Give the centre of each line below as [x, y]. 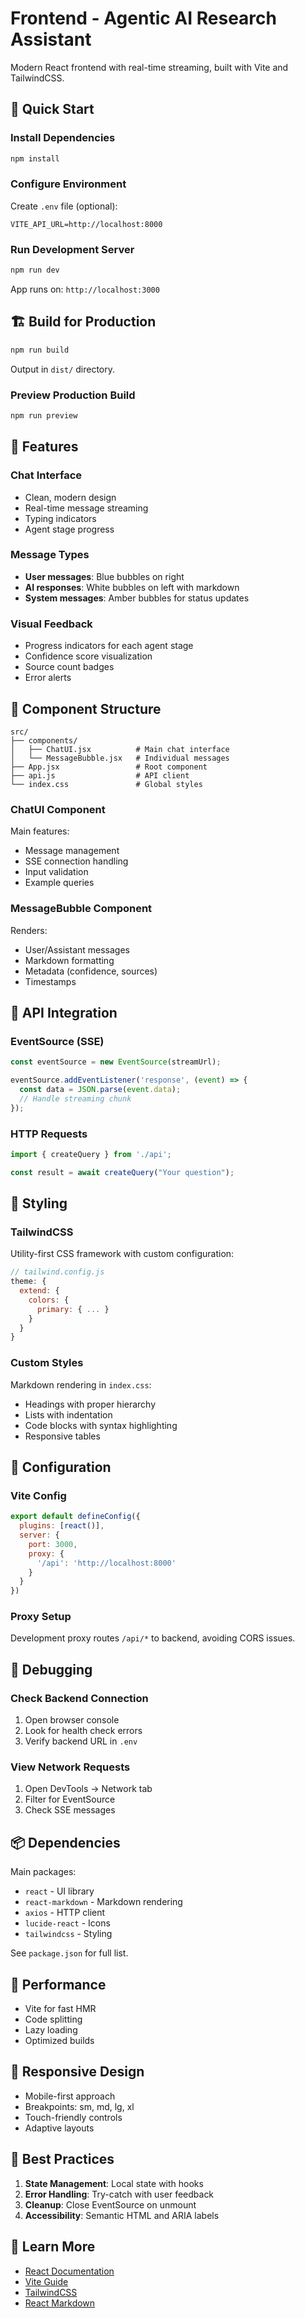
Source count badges [69, 667]
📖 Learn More [53, 2247]
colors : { [49, 1300]
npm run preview [44, 415]
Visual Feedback [51, 624]
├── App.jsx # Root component [109, 767]
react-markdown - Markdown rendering [103, 1902]
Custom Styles [47, 1363]
